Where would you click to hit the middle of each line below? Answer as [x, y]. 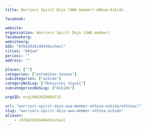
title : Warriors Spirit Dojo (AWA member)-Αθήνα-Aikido [64, 10]
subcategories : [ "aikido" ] [33, 79]
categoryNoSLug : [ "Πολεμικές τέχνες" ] [45, 83]
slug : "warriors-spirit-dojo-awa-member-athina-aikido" [64, 110]
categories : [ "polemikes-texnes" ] [41, 74]
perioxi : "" [17, 55]
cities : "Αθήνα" [22, 51]
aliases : [14, 115]
